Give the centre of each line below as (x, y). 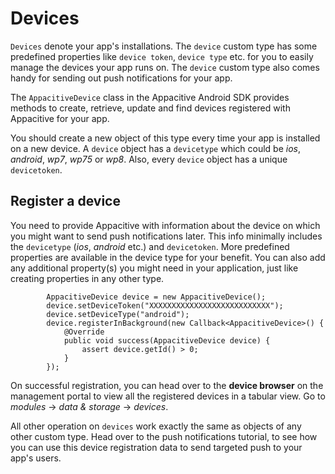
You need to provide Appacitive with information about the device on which (165, 225)
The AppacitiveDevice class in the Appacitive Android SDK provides (150, 97)
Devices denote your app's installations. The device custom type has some (164, 46)
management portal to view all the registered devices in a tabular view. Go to (168, 396)
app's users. (36, 458)
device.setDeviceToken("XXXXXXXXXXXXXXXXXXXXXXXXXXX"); (165, 305)
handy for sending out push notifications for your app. (121, 78)
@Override (84, 332)
